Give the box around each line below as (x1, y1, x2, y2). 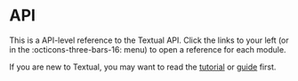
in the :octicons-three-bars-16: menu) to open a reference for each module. (9, 44, 286, 54)
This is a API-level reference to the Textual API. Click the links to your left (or (9, 35, 289, 45)
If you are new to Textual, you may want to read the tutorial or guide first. (9, 61, 277, 72)
